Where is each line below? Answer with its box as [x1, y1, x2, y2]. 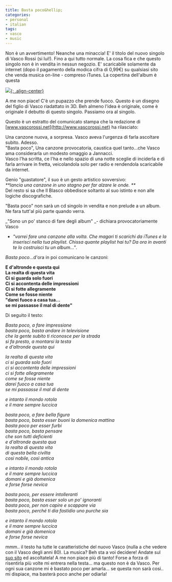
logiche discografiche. [5, 192, 53, 199]
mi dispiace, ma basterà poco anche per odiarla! [5, 571, 107, 577]
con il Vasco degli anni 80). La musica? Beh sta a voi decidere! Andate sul [5, 549, 161, 555]
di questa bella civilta [5, 449, 51, 456]
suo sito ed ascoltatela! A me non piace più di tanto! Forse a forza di [5, 554, 148, 561]
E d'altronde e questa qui [5, 264, 60, 270]
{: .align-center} [10, 88, 45, 94]
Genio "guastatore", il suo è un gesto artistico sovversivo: [5, 176, 126, 182]
